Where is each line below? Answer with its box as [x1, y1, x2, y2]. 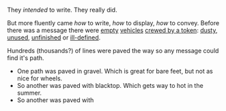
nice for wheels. [16, 74, 63, 82]
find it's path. [7, 54, 44, 62]
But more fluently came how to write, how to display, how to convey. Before [7, 19, 220, 27]
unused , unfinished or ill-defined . [7, 33, 101, 42]
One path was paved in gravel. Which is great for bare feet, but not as [16, 67, 213, 75]
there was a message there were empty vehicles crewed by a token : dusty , [7, 27, 218, 34]
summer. [16, 89, 42, 97]
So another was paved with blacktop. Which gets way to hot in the [16, 82, 203, 89]
